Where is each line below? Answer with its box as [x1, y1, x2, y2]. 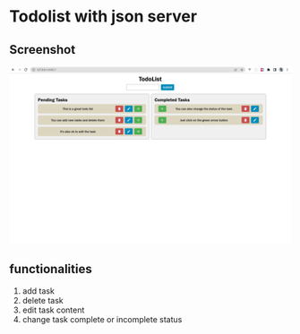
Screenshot [9, 42, 76, 57]
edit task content [21, 304, 85, 315]
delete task [21, 295, 64, 305]
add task [21, 285, 56, 296]
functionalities [9, 261, 92, 277]
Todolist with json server [9, 6, 198, 27]
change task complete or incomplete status [21, 313, 183, 324]
